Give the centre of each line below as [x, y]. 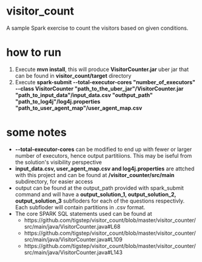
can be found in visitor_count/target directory [73, 76]
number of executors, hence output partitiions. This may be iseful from [103, 155]
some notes [36, 133]
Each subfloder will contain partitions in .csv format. [80, 207]
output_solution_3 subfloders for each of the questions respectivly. [100, 201]
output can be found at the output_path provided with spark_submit [99, 188]
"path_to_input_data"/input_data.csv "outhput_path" [84, 95]
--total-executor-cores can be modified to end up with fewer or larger [103, 149]
